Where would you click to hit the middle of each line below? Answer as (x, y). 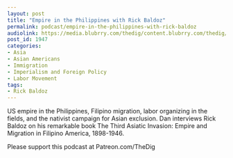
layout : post (26, 14)
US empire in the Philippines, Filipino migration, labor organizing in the (107, 111)
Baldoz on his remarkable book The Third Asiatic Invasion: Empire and (107, 126)
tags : (15, 85)
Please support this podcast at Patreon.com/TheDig (81, 147)
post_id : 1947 (28, 40)
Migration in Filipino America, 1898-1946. (66, 134)
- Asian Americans (34, 59)
